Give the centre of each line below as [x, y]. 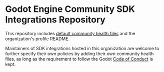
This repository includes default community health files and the [70, 33]
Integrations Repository [55, 20]
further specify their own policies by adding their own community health [79, 54]
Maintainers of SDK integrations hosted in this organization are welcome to [82, 48]
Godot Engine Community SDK [70, 9]
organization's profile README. [37, 39]
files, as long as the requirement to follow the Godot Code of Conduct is [79, 59]
